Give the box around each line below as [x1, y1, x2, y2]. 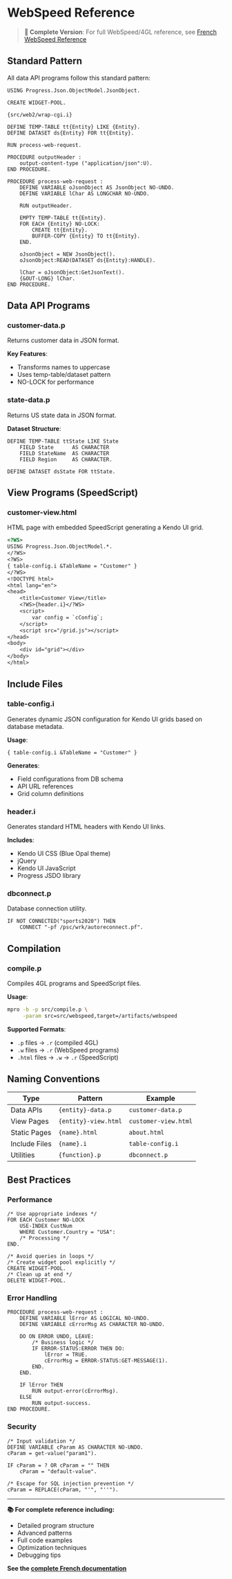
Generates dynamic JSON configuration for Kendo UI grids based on [7, 715, 202, 723]
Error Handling [7, 1294, 57, 1303]
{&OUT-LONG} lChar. [19, 275, 76, 282]
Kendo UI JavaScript [17, 864, 76, 872]
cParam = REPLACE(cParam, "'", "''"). [7, 1486, 119, 1493]
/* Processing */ [19, 1235, 70, 1242]
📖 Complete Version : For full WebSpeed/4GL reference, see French [23, 28, 217, 36]
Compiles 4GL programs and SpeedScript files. [7, 979, 142, 987]
